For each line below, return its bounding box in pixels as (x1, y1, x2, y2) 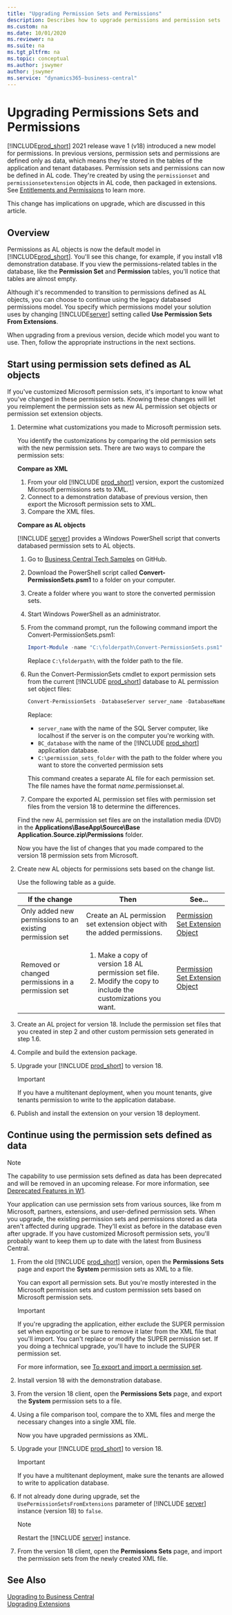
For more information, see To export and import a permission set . (17, 1362, 203, 1371)
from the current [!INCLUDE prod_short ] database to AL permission (27, 677, 219, 685)
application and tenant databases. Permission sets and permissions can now (7, 164, 225, 172)
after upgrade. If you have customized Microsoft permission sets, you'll (7, 1229, 210, 1238)
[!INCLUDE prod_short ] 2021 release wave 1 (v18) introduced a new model (7, 142, 216, 150)
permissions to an (20, 914, 79, 924)
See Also (7, 1574, 46, 1586)
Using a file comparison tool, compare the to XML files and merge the (17, 1410, 215, 1418)
